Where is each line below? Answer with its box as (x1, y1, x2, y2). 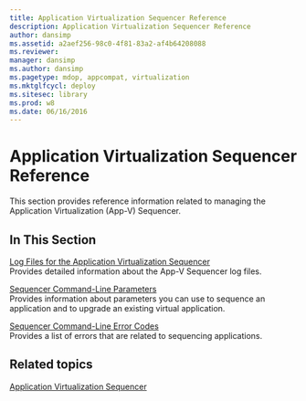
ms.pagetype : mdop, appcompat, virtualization (9, 73, 190, 82)
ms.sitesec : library (9, 90, 89, 99)
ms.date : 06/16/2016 (9, 107, 89, 116)
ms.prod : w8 (9, 98, 55, 108)
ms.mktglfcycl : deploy (9, 81, 96, 90)
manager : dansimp (9, 56, 76, 65)
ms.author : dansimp (9, 65, 84, 74)
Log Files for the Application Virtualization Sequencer (9, 257, 210, 267)
